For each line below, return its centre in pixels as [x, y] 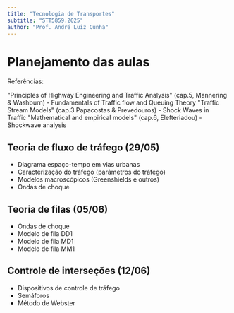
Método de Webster [47, 303]
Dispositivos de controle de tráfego [68, 288]
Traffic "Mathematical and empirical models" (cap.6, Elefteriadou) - [105, 118]
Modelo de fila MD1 [45, 241]
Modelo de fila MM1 [46, 249]
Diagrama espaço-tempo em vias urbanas [79, 165]
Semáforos [33, 295]
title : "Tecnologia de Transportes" [61, 14]
